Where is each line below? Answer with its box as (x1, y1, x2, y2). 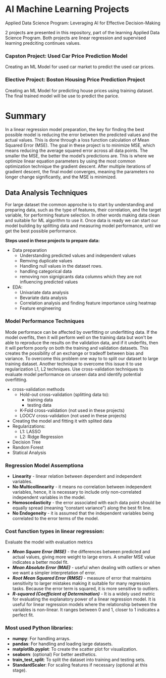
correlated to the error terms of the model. (12, 515, 99, 521)
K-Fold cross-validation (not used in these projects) (19, 407, 125, 413)
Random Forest (12, 444, 44, 450)
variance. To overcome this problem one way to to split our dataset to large (5, 355, 159, 361)
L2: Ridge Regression (19, 434, 63, 440)
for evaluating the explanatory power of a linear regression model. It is (12, 596, 156, 602)
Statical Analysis (12, 450, 46, 455)
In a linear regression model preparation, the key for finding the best (5, 127, 145, 133)
